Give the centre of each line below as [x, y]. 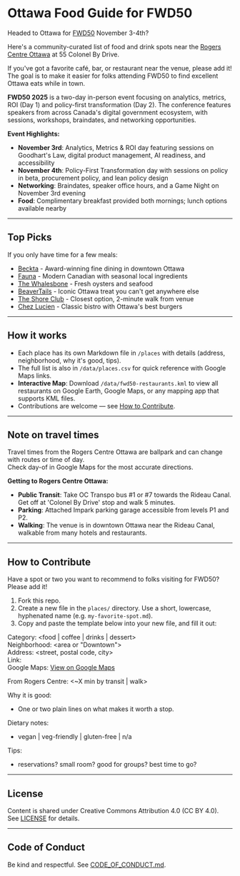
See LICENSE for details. [44, 818]
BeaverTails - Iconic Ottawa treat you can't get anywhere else [109, 291]
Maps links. [35, 376]
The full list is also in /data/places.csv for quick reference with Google [122, 368]
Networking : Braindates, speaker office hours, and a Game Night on [118, 185]
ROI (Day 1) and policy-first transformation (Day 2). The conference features [119, 104]
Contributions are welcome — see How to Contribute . [96, 406]
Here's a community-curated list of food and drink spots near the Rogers [114, 46]
